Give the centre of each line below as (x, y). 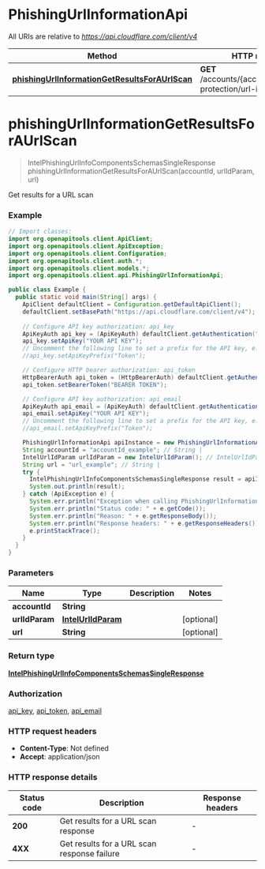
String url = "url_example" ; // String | (91, 464)
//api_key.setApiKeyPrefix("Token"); (84, 356)
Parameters (31, 572)
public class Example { (47, 290)
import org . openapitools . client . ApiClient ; (81, 239)
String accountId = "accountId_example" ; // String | (112, 450)
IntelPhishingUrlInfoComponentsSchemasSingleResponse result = (135, 479)
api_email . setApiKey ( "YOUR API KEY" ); (86, 414)
